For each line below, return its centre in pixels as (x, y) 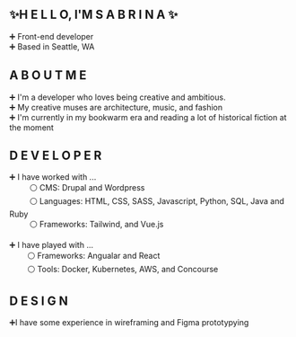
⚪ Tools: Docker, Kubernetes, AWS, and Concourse (122, 270)
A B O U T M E (48, 75)
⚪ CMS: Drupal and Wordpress (87, 188)
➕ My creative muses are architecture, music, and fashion (116, 107)
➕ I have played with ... (52, 245)
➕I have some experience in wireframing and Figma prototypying (129, 323)
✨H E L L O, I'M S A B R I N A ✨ (94, 15)
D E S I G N (39, 301)
